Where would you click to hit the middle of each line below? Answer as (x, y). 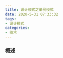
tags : (11, 19)
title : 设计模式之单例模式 (30, 10)
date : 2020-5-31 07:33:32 (31, 14)
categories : (17, 28)
